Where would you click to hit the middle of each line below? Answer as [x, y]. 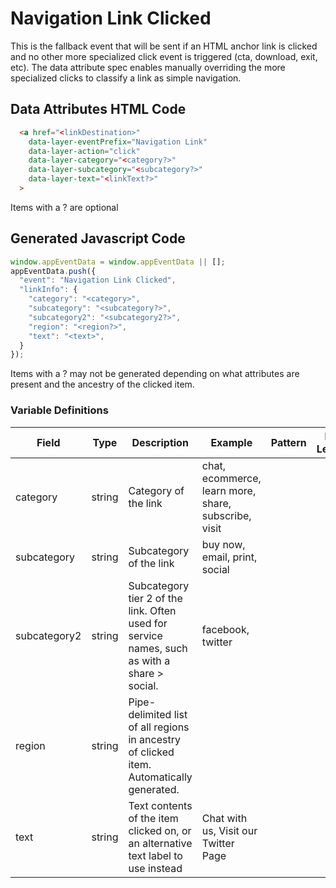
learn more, [229, 490]
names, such [158, 648]
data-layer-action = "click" [84, 151]
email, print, [229, 557]
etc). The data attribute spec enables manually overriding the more [148, 67]
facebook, [225, 629]
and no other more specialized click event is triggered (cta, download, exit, [164, 56]
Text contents [160, 805]
